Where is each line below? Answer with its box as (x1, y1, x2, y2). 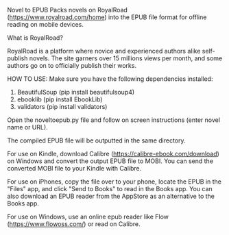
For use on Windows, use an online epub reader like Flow (7, 212, 169, 221)
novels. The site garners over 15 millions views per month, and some (29, 54, 223, 62)
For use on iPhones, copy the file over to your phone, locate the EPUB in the (7, 177, 221, 186)
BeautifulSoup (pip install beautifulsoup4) (16, 88, 135, 96)
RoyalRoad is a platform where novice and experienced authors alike (7, 47, 201, 55)
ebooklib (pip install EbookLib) (16, 95, 103, 103)
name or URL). (7, 123, 48, 131)
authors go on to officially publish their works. (7, 62, 137, 69)
